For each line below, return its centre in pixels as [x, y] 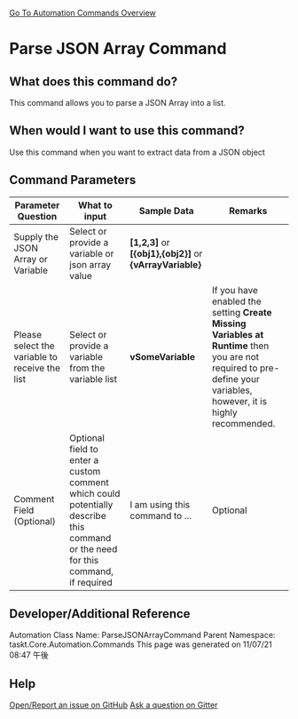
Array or [31, 259]
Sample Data [166, 211]
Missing [229, 324]
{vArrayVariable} [166, 264]
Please [28, 334]
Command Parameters [73, 180]
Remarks [248, 211]
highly [224, 412]
